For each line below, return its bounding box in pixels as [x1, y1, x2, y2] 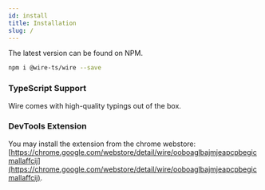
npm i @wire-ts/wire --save [8, 64, 102, 72]
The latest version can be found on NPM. [8, 49, 144, 58]
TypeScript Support [8, 83, 87, 94]
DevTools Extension [8, 121, 87, 132]
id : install [8, 11, 48, 20]
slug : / [8, 26, 34, 34]
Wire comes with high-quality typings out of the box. [8, 101, 182, 110]
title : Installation [8, 19, 77, 27]
